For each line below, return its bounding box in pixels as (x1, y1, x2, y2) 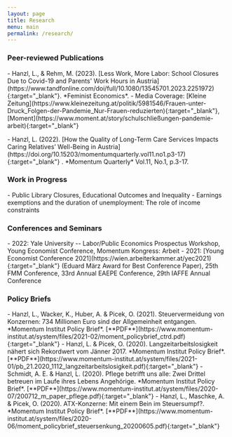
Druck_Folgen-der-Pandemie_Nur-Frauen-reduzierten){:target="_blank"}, (7, 106, 220, 115)
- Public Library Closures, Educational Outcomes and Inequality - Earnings (7, 190, 222, 199)
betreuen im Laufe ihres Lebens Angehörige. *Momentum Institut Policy (7, 377, 215, 386)
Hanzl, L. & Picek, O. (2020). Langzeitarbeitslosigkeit (66, 340, 219, 348)
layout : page (7, 10, 46, 18)
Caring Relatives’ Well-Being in (7, 142, 97, 151)
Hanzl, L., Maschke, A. (160, 392, 225, 400)
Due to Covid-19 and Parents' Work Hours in (7, 77, 135, 85)
